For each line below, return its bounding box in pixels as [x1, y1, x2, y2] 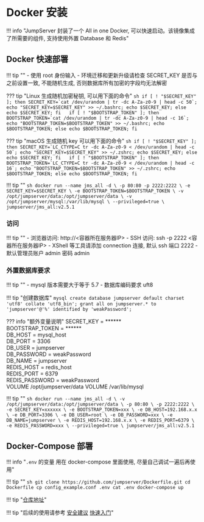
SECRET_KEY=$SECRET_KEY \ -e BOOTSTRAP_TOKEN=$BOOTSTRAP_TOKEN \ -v [6, 187, 184, 194]
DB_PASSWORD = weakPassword [6, 350, 91, 358]
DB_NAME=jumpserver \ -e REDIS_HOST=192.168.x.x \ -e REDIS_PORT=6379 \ [6, 418, 195, 424]
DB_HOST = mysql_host [6, 331, 67, 339]
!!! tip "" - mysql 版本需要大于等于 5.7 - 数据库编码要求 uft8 [6, 281, 153, 289]
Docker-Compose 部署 [6, 441, 93, 451]
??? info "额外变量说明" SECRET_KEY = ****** [6, 318, 122, 325]
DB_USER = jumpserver [6, 344, 65, 352]
